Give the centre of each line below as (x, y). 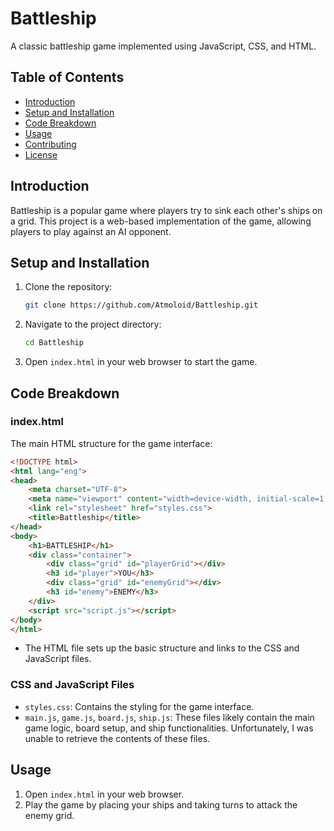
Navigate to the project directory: (93, 324)
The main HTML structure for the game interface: (111, 443)
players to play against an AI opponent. (91, 231)
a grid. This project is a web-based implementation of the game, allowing (161, 221)
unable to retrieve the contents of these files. (117, 738)
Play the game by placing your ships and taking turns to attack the (161, 804)
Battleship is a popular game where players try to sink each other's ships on (166, 210)
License (41, 154)
